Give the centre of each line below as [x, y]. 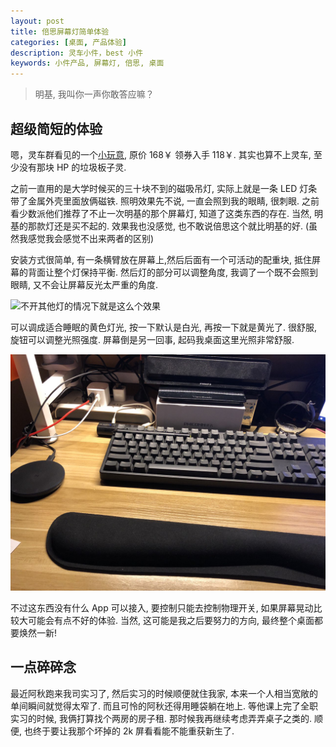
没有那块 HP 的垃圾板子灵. [72, 167]
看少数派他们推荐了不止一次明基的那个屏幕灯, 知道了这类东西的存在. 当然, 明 [166, 213]
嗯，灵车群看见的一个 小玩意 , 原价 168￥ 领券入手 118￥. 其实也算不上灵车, [161, 154]
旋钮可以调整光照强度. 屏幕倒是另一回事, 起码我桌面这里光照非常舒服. [152, 339]
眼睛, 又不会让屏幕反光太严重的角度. [84, 284]
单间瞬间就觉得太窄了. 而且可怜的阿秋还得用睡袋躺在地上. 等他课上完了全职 [164, 706]
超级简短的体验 [56, 128]
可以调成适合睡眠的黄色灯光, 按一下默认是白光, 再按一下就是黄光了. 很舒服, [163, 327]
